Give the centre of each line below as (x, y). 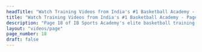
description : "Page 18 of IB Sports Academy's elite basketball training (101, 23)
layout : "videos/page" (35, 28)
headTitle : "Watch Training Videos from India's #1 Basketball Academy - (101, 12)
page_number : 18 (26, 34)
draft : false (23, 39)
